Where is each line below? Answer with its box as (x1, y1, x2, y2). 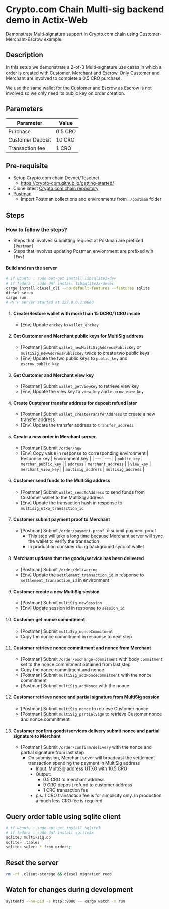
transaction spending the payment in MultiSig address (28, 760, 140, 766)
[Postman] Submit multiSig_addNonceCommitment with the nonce (20, 672, 152, 678)
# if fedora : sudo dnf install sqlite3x (6, 830, 94, 835)
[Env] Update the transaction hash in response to (20, 500, 123, 506)
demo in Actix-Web (6, 14, 88, 26)
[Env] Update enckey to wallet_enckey (20, 321, 99, 328)
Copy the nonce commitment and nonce (20, 666, 105, 673)
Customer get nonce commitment (13, 616, 86, 622)
